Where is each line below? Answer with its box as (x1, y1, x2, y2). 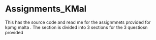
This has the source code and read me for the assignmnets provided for (5, 19, 151, 25)
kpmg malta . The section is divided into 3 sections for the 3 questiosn (5, 24, 148, 30)
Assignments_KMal (5, 3, 87, 14)
